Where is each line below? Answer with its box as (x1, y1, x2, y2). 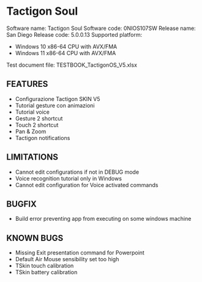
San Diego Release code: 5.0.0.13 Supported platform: (6, 31, 143, 38)
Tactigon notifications (15, 134, 70, 141)
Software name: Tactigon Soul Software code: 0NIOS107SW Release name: (6, 24, 196, 32)
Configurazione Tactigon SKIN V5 (15, 95, 100, 102)
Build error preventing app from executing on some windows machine (15, 215, 192, 223)
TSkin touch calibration (15, 262, 74, 270)
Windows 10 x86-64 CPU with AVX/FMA (15, 43, 118, 50)
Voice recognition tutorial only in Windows (15, 174, 122, 182)
